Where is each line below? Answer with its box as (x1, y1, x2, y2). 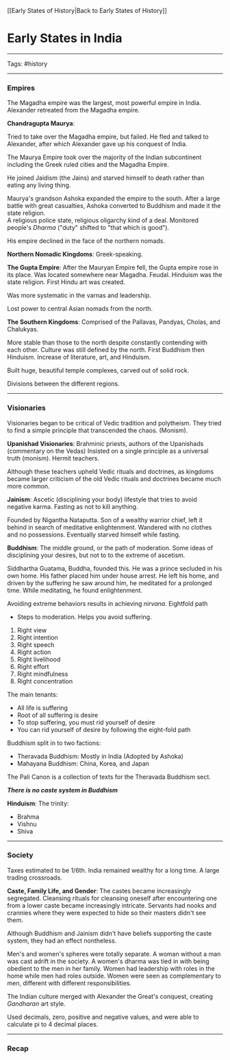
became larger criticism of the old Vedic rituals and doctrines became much (7, 474, 221, 483)
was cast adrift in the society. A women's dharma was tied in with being (7, 957, 210, 965)
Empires (7, 83, 36, 93)
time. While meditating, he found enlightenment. (7, 586, 142, 594)
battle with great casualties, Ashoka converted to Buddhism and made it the (7, 202, 221, 210)
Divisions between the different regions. (7, 379, 120, 388)
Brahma (16, 812, 40, 821)
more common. (7, 482, 50, 490)
